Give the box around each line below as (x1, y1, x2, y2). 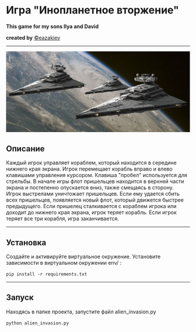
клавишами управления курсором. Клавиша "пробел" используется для (6, 172, 188, 179)
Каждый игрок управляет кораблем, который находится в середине (6, 159, 177, 167)
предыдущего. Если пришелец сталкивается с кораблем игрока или (6, 203, 177, 210)
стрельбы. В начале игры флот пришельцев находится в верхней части (6, 178, 185, 185)
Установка (6, 237, 47, 247)
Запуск (6, 293, 34, 303)
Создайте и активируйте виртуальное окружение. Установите (6, 253, 161, 260)
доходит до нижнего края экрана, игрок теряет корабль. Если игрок (6, 209, 177, 216)
